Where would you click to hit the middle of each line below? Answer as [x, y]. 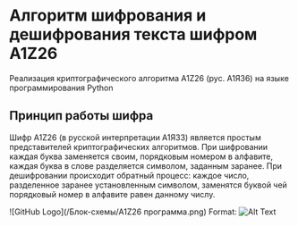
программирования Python [61, 88]
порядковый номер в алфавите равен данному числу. [112, 194]
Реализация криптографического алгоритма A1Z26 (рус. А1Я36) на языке [149, 78]
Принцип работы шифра [81, 116]
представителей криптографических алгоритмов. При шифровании [139, 146]
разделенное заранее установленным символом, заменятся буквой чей [149, 185]
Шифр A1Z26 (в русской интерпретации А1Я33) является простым [135, 137]
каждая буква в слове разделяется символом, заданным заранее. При [146, 165]
